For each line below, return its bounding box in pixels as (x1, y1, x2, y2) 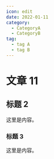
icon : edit (6, 8, 33, 15)
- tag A (11, 42, 31, 48)
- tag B (11, 47, 31, 53)
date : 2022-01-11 (6, 14, 49, 20)
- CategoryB (11, 31, 41, 37)
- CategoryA (11, 25, 41, 31)
